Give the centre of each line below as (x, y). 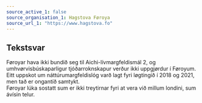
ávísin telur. (21, 95)
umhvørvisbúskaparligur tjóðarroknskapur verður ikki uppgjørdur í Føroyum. (101, 69)
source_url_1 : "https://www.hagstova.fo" (60, 23)
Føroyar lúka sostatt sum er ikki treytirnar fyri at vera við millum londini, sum (101, 88)
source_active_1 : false (37, 12)
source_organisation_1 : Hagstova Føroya (58, 18)
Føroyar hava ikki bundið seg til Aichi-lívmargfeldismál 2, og (81, 62)
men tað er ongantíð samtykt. (43, 82)
